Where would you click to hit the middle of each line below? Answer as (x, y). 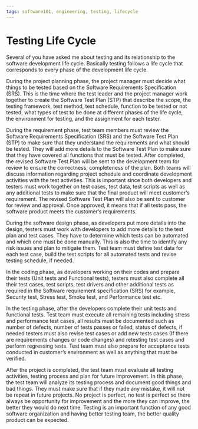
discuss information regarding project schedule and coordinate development (99, 174)
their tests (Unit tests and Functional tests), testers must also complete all (95, 278)
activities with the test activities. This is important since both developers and (99, 180)
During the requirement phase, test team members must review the (88, 130)
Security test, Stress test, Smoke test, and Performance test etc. (84, 297)
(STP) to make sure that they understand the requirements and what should (98, 143)
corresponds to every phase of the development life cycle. (77, 70)
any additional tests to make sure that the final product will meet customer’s (98, 193)
